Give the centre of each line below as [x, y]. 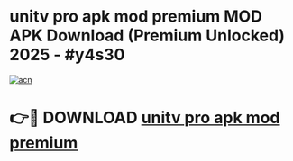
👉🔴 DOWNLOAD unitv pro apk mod [145, 118]
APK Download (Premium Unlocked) [147, 36]
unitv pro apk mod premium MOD [136, 17]
